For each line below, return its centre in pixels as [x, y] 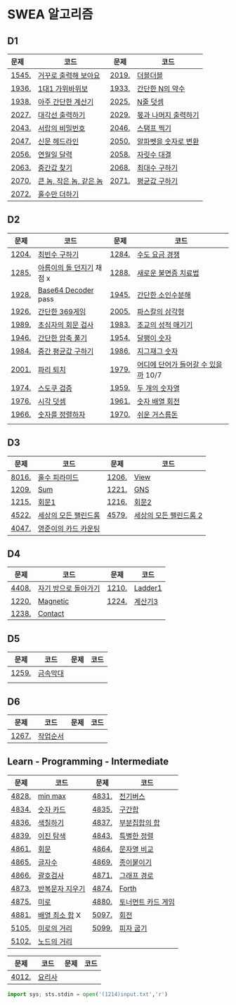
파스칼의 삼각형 [160, 312]
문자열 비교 [136, 849]
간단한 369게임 [62, 312]
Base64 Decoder [66, 290]
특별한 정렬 [136, 836]
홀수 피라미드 [58, 477]
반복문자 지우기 [61, 889]
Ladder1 [148, 588]
